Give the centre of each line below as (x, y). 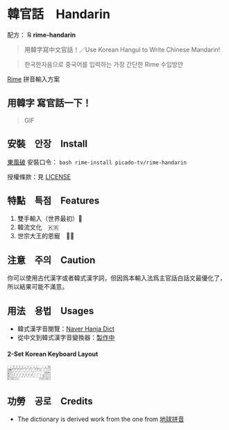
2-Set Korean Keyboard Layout (53, 354)
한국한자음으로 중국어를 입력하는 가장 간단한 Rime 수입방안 (104, 64)
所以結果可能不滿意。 (37, 287)
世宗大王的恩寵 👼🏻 (46, 236)
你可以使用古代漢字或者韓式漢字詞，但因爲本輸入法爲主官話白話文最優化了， (117, 278)
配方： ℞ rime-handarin (42, 35)
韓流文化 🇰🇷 (38, 227)
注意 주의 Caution (51, 260)
